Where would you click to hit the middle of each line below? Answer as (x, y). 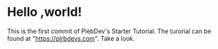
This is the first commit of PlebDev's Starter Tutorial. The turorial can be (109, 31)
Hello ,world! (45, 12)
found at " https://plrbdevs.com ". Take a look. (71, 38)
